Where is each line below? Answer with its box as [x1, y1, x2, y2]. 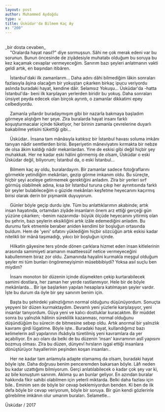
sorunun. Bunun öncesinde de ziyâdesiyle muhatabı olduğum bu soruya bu [5, 55, 157, 61]
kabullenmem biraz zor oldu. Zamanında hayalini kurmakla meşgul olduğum [5, 254, 159, 260]
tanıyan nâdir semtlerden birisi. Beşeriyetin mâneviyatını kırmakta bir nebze [5, 141, 158, 147]
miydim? [5, 264, 22, 270]
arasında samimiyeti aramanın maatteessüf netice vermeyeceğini [5, 249, 137, 255]
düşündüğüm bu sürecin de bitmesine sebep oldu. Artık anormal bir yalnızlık [5, 320, 160, 326]
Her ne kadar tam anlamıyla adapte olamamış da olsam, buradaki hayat [9, 356, 154, 362]
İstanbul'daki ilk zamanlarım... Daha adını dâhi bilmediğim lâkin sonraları [9, 75, 156, 81]
